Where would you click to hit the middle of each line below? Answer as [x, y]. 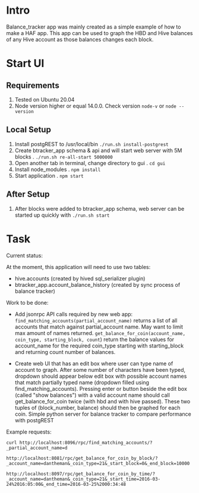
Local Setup [29, 130]
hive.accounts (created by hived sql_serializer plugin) [80, 278]
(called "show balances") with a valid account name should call [92, 395]
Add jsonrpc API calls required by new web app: [74, 314]
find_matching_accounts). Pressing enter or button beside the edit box [101, 388]
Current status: [25, 255]
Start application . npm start [49, 175]
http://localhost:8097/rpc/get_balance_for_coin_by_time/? [81, 474]
